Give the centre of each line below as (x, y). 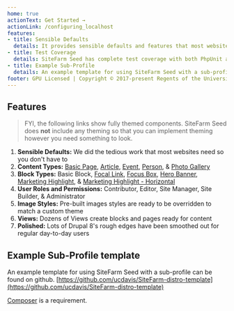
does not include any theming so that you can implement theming (118, 131)
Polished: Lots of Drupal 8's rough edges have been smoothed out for (118, 226)
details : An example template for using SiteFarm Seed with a (106, 72)
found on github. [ (33, 279)
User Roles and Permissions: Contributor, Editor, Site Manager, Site (115, 189)
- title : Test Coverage (42, 53)
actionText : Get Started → (46, 20)
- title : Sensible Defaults (48, 40)
